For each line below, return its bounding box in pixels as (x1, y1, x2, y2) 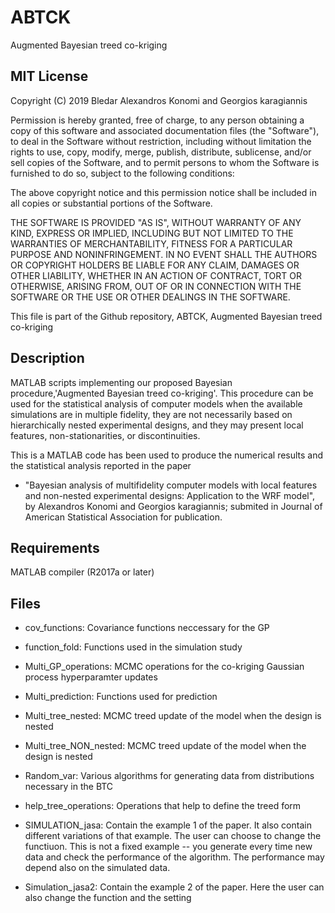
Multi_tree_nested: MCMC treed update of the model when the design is (24, 710, 322, 722)
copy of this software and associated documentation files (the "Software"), (10, 124, 320, 136)
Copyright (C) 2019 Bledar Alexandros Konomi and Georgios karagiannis (10, 94, 308, 106)
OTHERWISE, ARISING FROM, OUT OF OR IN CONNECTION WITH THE (10, 280, 302, 292)
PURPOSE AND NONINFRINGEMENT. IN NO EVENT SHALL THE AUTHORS (10, 248, 318, 260)
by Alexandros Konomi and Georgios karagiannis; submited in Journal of (24, 500, 323, 512)
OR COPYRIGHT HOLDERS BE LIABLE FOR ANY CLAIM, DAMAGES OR (10, 259, 300, 271)
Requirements (10, 539, 100, 556)
